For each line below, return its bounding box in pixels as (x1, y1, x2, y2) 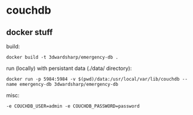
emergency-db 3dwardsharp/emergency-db (19, 81, 119, 87)
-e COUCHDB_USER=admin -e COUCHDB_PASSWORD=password (6, 103, 140, 109)
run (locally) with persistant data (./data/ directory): (6, 65, 132, 72)
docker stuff (6, 27, 53, 37)
